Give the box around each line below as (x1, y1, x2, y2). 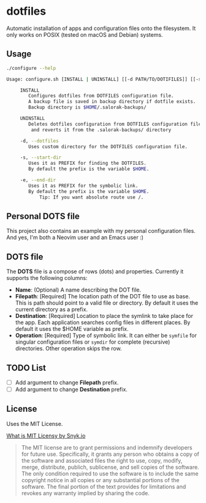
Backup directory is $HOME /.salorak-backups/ (28, 104, 147, 111)
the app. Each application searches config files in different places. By (15, 319, 191, 326)
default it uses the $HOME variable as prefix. (15, 325, 129, 333)
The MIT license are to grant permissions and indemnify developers (21, 444, 193, 451)
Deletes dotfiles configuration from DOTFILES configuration (28, 121, 188, 127)
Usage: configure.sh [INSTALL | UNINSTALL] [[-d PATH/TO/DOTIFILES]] (6, 76, 188, 82)
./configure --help (6, 65, 56, 71)
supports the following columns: (6, 274, 88, 282)
